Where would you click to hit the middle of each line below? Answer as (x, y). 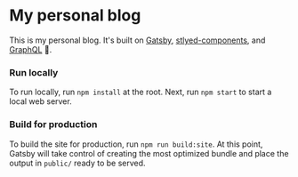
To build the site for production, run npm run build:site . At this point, (136, 144)
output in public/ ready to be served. (77, 163)
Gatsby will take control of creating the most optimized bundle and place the (149, 153)
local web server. (41, 101)
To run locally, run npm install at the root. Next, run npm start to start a (141, 92)
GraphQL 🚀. (31, 49)
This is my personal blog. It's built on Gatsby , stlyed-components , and (137, 40)
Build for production (53, 125)
